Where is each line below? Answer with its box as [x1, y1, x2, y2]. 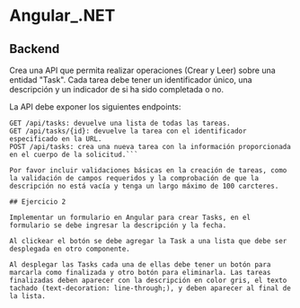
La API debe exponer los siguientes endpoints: [9, 101, 181, 112]
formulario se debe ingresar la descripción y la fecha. [9, 221, 227, 230]
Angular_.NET [9, 5, 116, 26]
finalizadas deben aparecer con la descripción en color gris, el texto [9, 276, 287, 285]
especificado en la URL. [9, 135, 102, 144]
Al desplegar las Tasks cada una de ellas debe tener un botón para [9, 260, 271, 269]
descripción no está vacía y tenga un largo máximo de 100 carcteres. [9, 181, 279, 190]
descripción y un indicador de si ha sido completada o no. [9, 84, 225, 94]
